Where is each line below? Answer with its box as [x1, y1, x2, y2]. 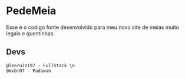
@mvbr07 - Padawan [6, 68, 51, 74]
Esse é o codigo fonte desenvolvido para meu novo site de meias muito [6, 24, 180, 31]
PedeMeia [6, 4, 57, 18]
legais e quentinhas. [6, 29, 55, 37]
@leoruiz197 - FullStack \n [6, 62, 75, 68]
